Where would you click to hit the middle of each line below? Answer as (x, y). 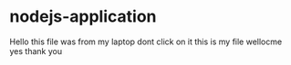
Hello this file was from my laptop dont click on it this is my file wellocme (146, 42)
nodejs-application (83, 17)
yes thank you (36, 51)
